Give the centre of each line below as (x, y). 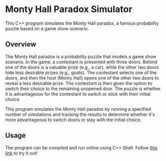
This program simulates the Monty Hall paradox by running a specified (78, 109)
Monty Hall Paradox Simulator (69, 9)
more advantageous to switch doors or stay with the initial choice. (73, 120)
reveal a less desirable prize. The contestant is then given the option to (79, 83)
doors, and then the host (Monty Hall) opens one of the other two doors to (82, 78)
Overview (21, 45)
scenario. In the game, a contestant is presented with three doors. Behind (81, 62)
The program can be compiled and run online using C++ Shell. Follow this (81, 147)
